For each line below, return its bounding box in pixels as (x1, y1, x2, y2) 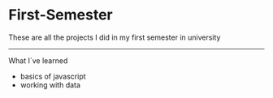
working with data (19, 79, 81, 90)
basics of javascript (19, 71, 87, 81)
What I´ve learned (8, 55, 68, 66)
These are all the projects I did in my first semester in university (8, 32, 221, 42)
